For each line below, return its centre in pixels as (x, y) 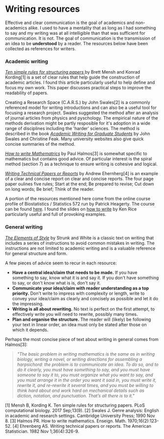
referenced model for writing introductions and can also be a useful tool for (81, 108)
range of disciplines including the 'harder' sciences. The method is (72, 129)
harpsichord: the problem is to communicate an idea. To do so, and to (88, 364)
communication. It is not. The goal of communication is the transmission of (80, 38)
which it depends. (30, 330)
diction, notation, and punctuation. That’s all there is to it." (76, 395)
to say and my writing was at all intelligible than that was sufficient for (75, 33)
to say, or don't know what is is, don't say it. (57, 283)
